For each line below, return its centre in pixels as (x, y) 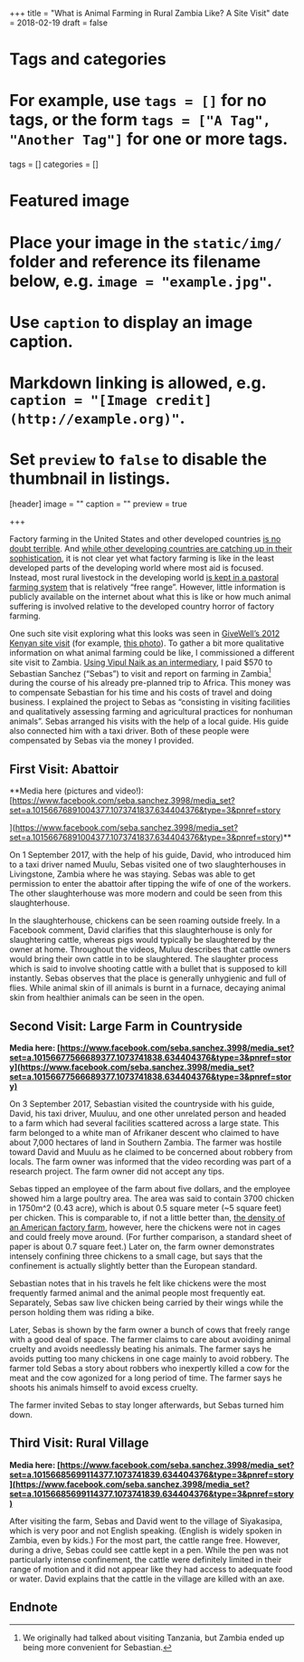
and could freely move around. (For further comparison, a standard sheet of (151, 1237)
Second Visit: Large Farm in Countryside (126, 1026)
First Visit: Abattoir (64, 769)
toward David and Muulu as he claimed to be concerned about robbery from (151, 1152)
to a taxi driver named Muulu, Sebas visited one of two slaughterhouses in (148, 865)
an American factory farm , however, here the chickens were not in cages (145, 1227)
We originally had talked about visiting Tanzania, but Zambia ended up (153, 1638)
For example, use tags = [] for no (138, 101)
